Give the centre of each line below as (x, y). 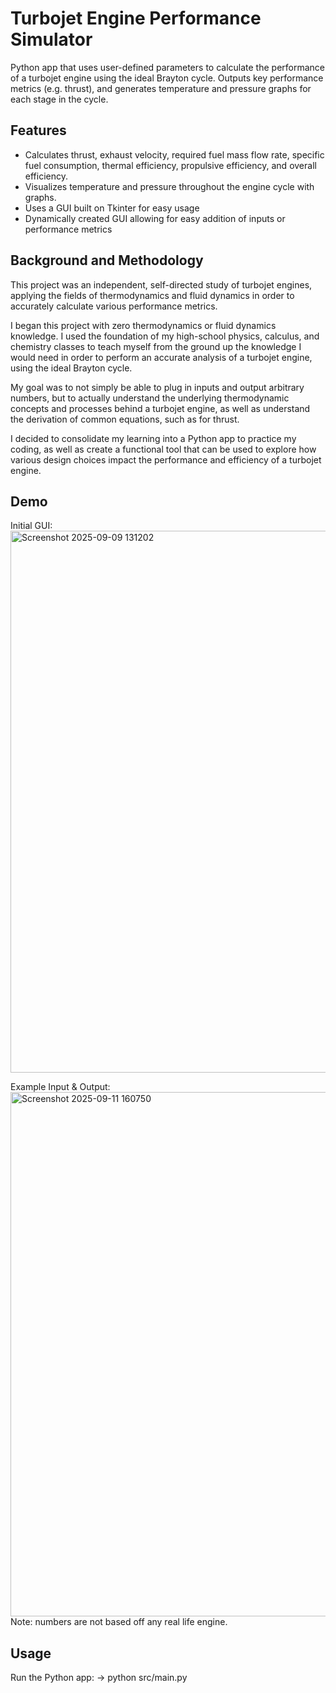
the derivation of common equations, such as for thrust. (125, 419)
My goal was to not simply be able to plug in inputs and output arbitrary (157, 387)
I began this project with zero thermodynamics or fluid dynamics (143, 325)
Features (38, 130)
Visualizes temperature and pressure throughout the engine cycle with (169, 186)
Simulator (51, 39)
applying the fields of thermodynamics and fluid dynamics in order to (152, 295)
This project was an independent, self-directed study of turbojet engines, (161, 284)
